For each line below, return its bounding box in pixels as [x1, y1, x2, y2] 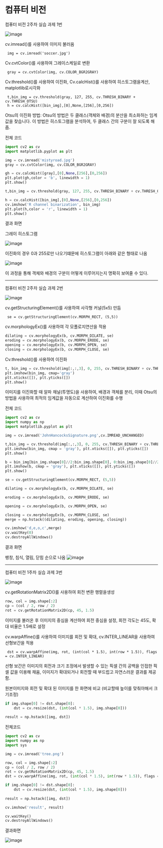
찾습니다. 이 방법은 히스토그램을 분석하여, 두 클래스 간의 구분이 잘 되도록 [14, 118, 150, 124]
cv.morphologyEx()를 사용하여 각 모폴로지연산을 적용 [5, 324, 107, 329]
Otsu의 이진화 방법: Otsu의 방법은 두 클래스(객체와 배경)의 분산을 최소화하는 [5, 112, 148, 118]
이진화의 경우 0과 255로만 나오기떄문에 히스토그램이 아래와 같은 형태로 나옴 [5, 251, 147, 257]
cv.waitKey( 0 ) [5, 530, 34, 535]
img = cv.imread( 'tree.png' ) [5, 751, 64, 756]
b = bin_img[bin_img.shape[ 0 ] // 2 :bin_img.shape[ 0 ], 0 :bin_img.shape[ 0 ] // [5, 460, 158, 465]
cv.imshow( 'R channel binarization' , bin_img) [5, 202, 101, 207]
